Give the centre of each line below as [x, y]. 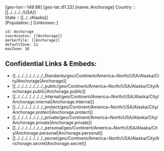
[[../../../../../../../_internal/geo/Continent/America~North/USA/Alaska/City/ [85, 96]
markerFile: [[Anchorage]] [33, 40]
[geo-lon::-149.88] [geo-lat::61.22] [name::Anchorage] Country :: [70, 7]
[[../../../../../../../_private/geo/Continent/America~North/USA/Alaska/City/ [85, 117]
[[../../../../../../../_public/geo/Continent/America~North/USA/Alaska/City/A [85, 86]
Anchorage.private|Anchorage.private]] [52, 123]
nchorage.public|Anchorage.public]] [49, 91]
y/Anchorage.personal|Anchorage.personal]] [57, 133]
